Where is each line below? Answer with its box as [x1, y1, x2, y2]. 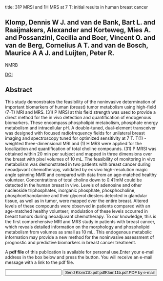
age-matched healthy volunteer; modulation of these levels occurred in [5, 208, 148, 214]
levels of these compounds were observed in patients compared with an [5, 203, 150, 209]
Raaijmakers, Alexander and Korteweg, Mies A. [5, 26, 151, 34]
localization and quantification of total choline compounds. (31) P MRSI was [5, 146, 157, 152]
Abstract [5, 86, 33, 94]
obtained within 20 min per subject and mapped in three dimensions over [5, 151, 152, 156]
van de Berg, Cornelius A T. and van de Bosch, [5, 41, 148, 50]
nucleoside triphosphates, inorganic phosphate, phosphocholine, [5, 187, 136, 193]
